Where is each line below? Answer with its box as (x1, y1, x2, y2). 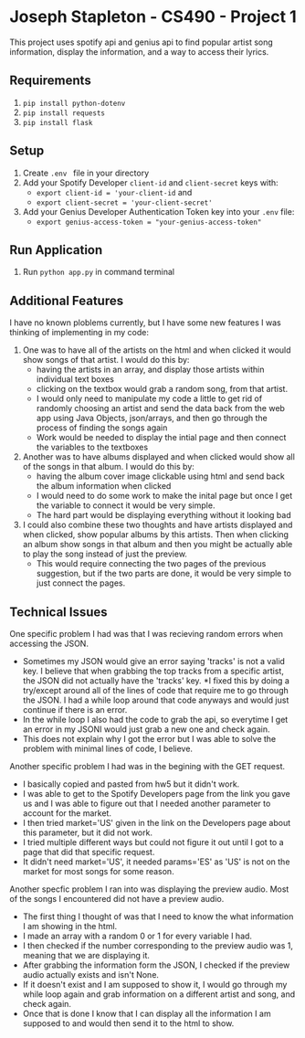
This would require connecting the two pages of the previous (36, 558, 267, 569)
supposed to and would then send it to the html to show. (22, 1018, 235, 1029)
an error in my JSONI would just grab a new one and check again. (22, 724, 270, 735)
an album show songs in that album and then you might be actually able (22, 539, 293, 550)
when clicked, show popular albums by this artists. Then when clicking (22, 529, 289, 540)
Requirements (9, 73, 91, 89)
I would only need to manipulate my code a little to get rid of (36, 393, 263, 404)
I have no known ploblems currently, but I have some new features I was (9, 317, 281, 328)
